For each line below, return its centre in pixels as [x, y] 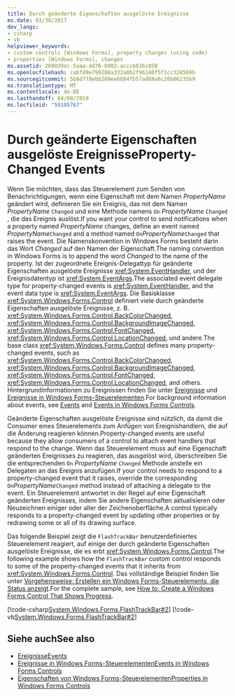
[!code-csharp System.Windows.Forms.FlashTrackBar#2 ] [89, 609]
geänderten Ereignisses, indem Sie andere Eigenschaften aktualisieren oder [116, 500]
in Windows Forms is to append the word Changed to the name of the [108, 256]
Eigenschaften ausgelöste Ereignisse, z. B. [68, 308]
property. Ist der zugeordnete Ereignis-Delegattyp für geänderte [100, 263]
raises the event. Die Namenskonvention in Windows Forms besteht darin [113, 241]
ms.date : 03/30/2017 [37, 20]
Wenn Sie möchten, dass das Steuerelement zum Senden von [96, 189]
